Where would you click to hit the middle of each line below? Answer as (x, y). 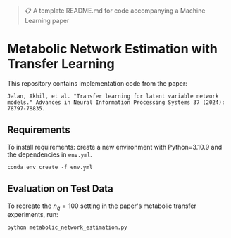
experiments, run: (33, 215)
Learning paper (47, 21)
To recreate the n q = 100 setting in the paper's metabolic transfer (102, 206)
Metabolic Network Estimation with (113, 49)
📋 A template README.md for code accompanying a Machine (115, 11)
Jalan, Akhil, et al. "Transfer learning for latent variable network (113, 96)
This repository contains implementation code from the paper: (98, 83)
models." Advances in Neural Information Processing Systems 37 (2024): (116, 102)
